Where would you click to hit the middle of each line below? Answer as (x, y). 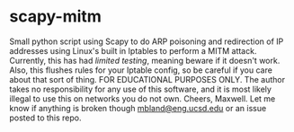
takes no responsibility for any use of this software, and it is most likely (141, 89)
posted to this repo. (46, 118)
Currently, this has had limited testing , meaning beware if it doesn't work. (145, 60)
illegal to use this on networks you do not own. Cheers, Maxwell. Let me (143, 98)
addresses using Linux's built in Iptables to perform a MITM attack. (133, 50)
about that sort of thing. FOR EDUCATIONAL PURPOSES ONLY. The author (147, 79)
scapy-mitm (55, 17)
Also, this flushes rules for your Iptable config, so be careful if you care (141, 70)
